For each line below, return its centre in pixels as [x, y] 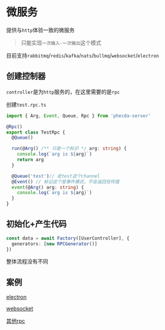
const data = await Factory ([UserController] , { [68, 238]
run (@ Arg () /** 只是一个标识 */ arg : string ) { [69, 149]
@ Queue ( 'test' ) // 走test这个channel [56, 176]
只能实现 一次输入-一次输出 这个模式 [61, 43]
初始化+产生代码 [36, 224]
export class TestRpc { [36, 132]
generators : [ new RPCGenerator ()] [54, 244]
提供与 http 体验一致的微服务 [40, 30]
